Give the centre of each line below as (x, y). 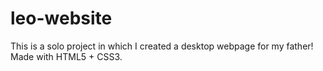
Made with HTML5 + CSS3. (66, 56)
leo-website (61, 18)
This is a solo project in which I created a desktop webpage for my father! (162, 46)
